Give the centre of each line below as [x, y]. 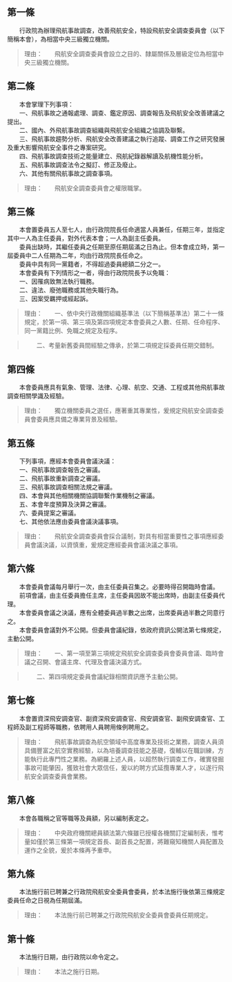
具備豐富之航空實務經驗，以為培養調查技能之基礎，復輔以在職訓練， [121, 750]
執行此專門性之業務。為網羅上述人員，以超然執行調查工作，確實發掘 [127, 759]
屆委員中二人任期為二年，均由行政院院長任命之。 [77, 256]
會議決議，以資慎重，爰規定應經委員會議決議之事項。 [106, 545]
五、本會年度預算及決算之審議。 [65, 504]
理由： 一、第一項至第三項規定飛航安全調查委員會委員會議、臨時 [121, 653]
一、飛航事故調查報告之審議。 [61, 470]
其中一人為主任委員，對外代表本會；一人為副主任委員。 [86, 238]
